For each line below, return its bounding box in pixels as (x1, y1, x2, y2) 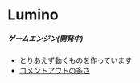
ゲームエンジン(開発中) (7, 34, 84, 44)
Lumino (7, 6, 60, 24)
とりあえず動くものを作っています (19, 56, 133, 65)
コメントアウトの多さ (19, 66, 90, 76)
